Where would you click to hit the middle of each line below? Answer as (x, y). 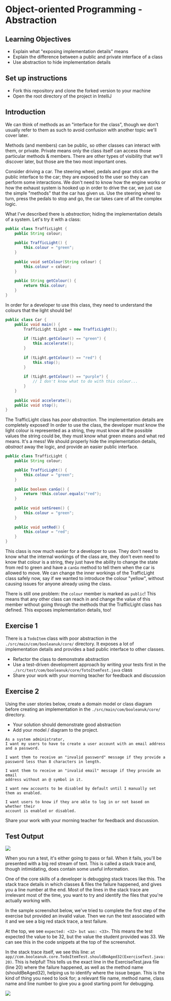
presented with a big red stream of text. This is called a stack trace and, (81, 864)
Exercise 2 (22, 692)
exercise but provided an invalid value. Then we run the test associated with (85, 916)
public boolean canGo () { (42, 489)
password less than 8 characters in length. (53, 762)
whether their (20, 806)
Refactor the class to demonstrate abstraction (61, 659)
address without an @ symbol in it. (44, 779)
